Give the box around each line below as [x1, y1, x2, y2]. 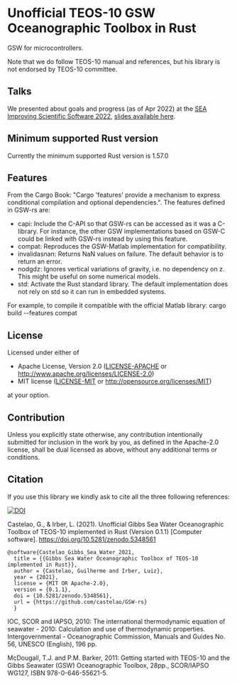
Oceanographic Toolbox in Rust [7, 20, 197, 36]
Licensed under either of [7, 348, 79, 357]
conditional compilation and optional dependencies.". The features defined [7, 198, 226, 207]
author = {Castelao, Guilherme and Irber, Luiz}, [13, 567, 163, 575]
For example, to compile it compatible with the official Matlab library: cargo [7, 301, 226, 310]
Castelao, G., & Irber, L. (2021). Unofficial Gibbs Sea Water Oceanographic [7, 520, 224, 528]
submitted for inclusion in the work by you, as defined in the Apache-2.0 [7, 438, 219, 446]
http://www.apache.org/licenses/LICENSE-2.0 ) [17, 369, 155, 378]
